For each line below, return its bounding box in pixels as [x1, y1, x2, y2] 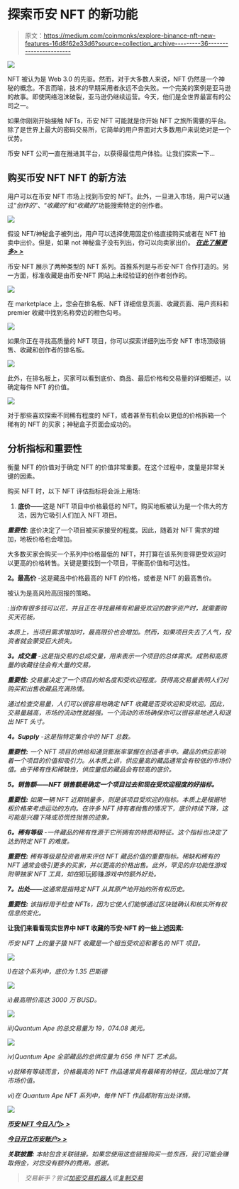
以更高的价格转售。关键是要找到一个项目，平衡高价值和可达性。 [7, 558, 194, 567]
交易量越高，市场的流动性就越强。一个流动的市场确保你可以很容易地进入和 [7, 708, 225, 717]
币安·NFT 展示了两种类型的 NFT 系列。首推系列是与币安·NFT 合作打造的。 [7, 262, 223, 270]
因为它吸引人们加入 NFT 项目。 [30, 510, 121, 519]
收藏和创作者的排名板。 [19, 345, 89, 354]
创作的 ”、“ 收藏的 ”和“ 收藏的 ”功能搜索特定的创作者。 [16, 201, 167, 209]
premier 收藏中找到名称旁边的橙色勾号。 [7, 308, 126, 316]
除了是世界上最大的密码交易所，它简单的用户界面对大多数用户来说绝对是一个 [7, 125, 231, 133]
